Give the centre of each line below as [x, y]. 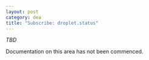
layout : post [22, 12]
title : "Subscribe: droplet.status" [52, 23]
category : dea [24, 17]
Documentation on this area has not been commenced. [74, 52]
